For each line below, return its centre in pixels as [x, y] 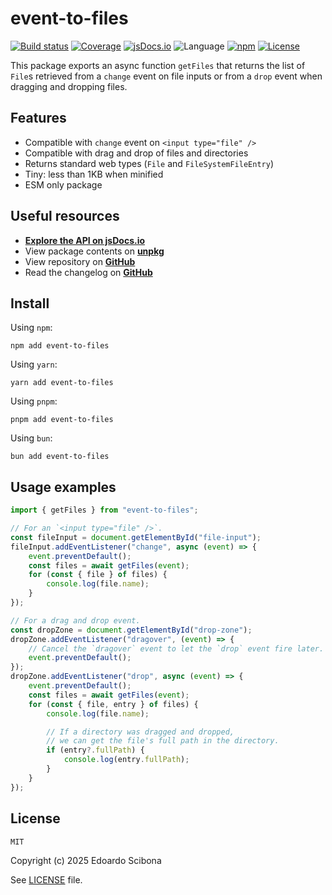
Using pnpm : [34, 401]
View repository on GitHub [80, 261]
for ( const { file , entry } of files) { [113, 704]
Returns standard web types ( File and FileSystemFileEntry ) [149, 163]
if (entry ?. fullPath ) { [95, 750]
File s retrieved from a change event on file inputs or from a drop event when [166, 76]
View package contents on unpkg [94, 251]
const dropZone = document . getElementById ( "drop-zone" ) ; [131, 630]
